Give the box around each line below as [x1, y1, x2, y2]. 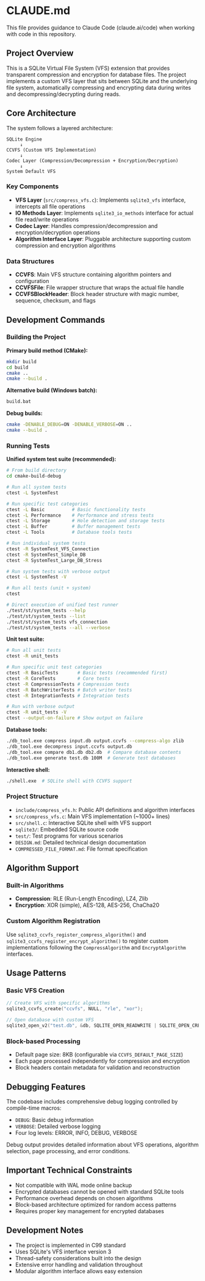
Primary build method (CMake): [6, 347, 88, 354]
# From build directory [6, 467, 67, 474]
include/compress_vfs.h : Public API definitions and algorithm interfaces [15, 806, 195, 813]
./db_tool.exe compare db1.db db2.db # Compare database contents [6, 749, 182, 755]
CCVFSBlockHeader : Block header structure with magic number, [15, 290, 179, 298]
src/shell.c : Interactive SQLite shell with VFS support [15, 819, 151, 826]
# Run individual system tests [6, 541, 86, 547]
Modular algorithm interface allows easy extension [15, 1267, 142, 1275]
